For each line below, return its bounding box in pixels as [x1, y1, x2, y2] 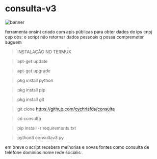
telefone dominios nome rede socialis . [5, 149, 83, 155]
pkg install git [17, 96, 45, 102]
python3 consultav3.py [17, 134, 64, 140]
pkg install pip [17, 87, 46, 93]
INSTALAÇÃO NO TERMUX [17, 49, 72, 55]
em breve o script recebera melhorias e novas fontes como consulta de [5, 144, 150, 150]
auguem [5, 39, 22, 45]
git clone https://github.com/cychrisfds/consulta [17, 106, 115, 112]
